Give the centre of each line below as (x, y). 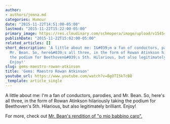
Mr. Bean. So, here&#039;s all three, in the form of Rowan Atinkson (84, 52)
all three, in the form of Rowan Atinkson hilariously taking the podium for (80, 101)
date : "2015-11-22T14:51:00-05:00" (43, 24)
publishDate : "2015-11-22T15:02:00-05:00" (51, 39)
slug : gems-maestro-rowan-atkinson (43, 67)
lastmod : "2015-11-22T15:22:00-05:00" (46, 29)
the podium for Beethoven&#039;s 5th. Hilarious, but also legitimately (88, 57)
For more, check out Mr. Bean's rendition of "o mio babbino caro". (74, 116)
